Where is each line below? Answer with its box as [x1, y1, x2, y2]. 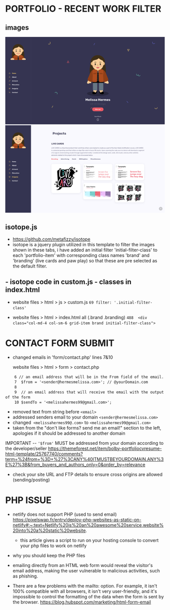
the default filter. [12, 263, 47, 269]
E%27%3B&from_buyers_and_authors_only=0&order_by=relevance [5, 462, 146, 468]
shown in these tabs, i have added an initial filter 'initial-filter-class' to [12, 247, 158, 253]
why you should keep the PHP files [12, 552, 86, 558]
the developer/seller [5, 445, 47, 451]
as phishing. [12, 573, 38, 579]
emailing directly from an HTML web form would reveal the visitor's [12, 562, 153, 568]
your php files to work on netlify [20, 543, 87, 549]
